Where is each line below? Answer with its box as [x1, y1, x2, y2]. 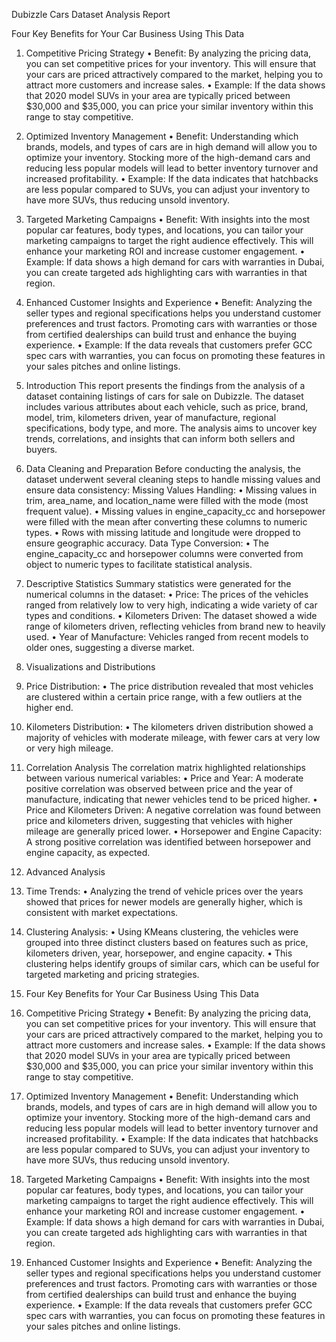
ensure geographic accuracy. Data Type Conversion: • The [25, 537, 269, 549]
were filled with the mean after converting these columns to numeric [25, 516, 308, 528]
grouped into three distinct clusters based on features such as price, [25, 937, 309, 948]
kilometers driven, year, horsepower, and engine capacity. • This [25, 947, 293, 959]
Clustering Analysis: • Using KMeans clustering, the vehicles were [25, 926, 299, 938]
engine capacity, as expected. [25, 847, 151, 858]
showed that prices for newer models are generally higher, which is [25, 896, 303, 908]
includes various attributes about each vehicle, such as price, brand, [25, 401, 309, 413]
